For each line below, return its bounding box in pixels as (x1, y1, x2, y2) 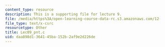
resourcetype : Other (5, 25, 48, 30)
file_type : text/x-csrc (5, 21, 54, 26)
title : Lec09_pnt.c (5, 30, 45, 35)
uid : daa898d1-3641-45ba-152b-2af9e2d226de (5, 35, 96, 40)
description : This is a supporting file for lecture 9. (5, 12, 122, 17)
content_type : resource (5, 7, 54, 12)
